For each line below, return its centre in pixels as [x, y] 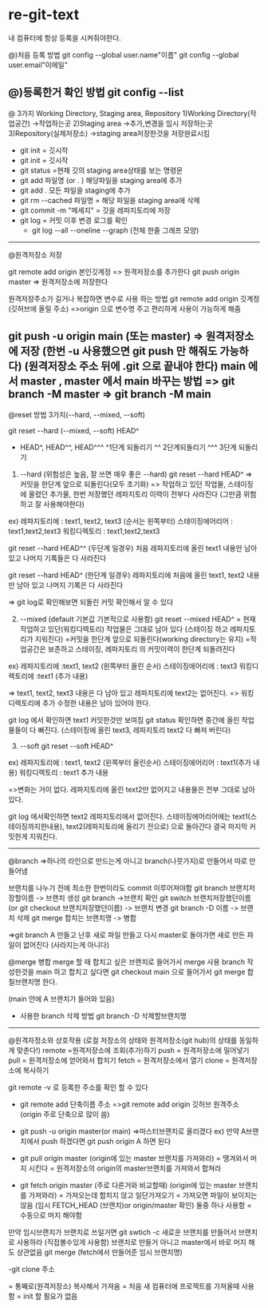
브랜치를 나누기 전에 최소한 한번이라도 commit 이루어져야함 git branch [118, 887]
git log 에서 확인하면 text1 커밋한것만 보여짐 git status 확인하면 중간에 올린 [124, 720]
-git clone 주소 [32, 1269]
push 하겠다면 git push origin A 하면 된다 [106, 1141]
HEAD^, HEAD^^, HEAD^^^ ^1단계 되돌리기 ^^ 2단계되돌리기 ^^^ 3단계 [128, 447]
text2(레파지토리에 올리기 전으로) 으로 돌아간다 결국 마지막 [157, 826]
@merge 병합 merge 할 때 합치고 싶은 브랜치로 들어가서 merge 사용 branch [127, 962]
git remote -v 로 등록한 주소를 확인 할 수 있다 [79, 1087]
